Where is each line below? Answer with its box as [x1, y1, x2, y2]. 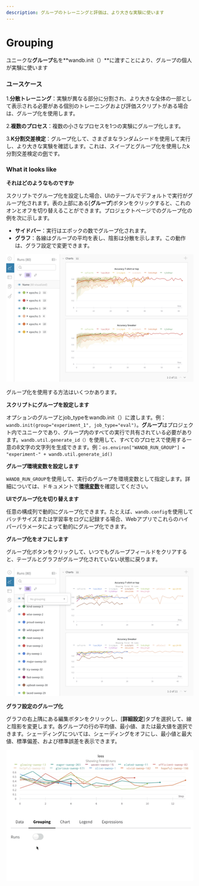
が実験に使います [6, 64, 48, 71]
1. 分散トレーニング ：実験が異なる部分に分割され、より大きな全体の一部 [6, 95, 182, 102]
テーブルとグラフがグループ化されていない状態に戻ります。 [16, 556, 161, 563]
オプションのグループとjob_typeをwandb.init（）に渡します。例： [6, 414, 166, 421]
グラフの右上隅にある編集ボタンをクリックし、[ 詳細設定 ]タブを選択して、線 [6, 715, 192, 723]
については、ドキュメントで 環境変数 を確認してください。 [11, 482, 151, 489]
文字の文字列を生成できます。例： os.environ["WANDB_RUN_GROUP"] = [20, 444, 185, 451]
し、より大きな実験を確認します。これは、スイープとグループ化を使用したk [6, 142, 190, 149]
